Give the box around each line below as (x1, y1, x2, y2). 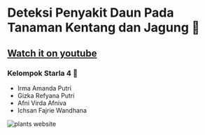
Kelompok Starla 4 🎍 (7, 68, 78, 78)
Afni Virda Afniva (17, 99, 66, 107)
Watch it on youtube (7, 47, 97, 59)
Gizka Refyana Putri (17, 91, 75, 100)
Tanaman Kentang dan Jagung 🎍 (7, 19, 200, 35)
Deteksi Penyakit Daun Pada (7, 5, 174, 21)
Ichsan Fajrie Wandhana (17, 106, 87, 114)
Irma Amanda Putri (17, 84, 72, 92)
